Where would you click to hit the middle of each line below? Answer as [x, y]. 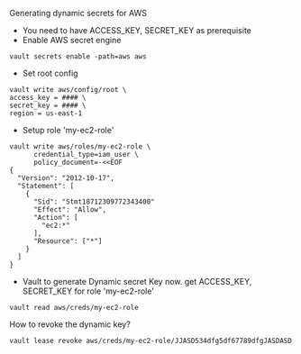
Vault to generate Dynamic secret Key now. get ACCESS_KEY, [137, 281]
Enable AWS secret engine [72, 40]
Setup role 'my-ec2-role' [68, 130]
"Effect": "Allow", [69, 210]
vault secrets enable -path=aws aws [78, 57]
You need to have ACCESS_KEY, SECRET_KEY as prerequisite [137, 30]
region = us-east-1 [46, 113]
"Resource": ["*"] [68, 241]
